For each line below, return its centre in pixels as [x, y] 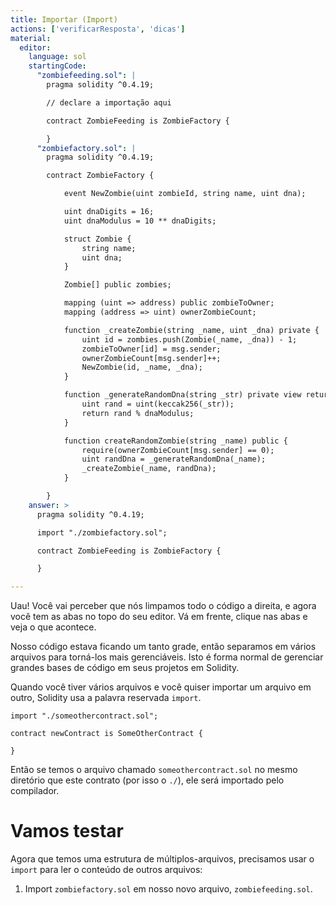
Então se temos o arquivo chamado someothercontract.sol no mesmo [154, 770]
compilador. [35, 791]
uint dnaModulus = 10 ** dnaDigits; [140, 221]
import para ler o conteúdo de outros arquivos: [106, 870]
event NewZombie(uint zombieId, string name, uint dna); [185, 194]
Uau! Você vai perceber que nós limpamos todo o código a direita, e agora [163, 606]
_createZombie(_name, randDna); [149, 469]
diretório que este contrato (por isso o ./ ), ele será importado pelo [147, 780]
